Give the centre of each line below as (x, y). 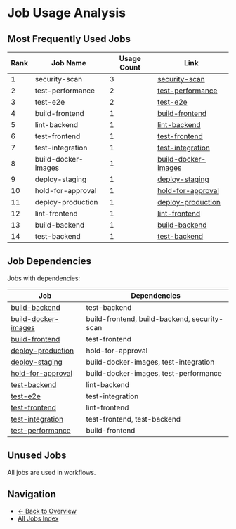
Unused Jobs (37, 456)
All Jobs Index (38, 518)
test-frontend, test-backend (133, 419)
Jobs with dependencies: (44, 278)
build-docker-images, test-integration (150, 362)
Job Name (69, 63)
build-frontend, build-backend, (138, 319)
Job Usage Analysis (67, 13)
